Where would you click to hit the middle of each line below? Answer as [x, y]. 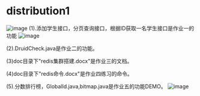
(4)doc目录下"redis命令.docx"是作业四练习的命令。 [70, 73]
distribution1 [38, 11]
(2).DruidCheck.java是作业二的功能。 [52, 48]
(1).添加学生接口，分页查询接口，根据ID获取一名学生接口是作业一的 [112, 28]
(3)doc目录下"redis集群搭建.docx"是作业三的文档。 [69, 61]
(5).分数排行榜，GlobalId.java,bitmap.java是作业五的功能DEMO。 [86, 86]
